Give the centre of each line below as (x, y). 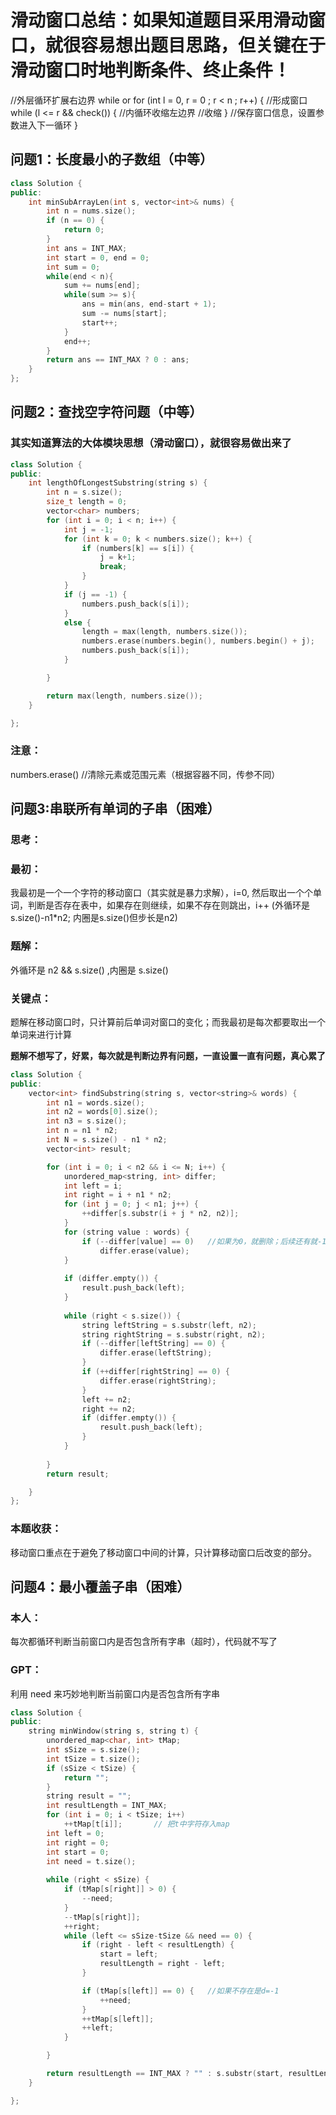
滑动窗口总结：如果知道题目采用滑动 (159, 20)
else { (77, 622)
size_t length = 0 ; (87, 502)
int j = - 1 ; (88, 529)
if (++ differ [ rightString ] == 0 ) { (155, 1372)
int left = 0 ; (75, 1833)
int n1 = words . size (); (95, 1102)
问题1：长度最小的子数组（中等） (112, 159)
